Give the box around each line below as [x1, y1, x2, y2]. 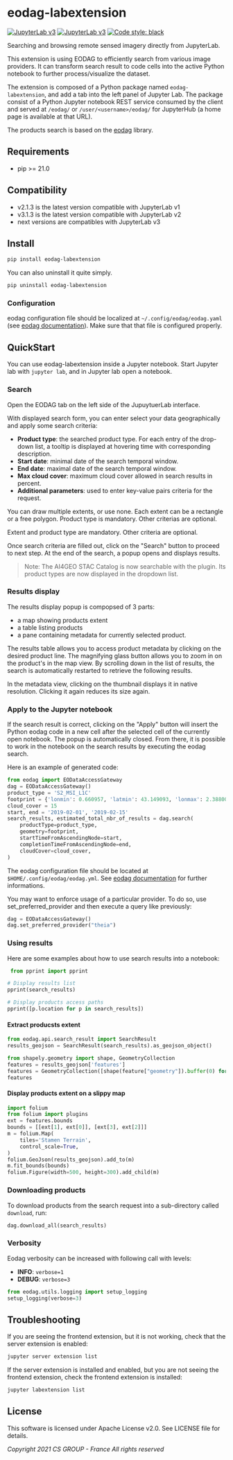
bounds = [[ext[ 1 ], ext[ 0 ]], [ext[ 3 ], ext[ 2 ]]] [7, 1124, 148, 1131]
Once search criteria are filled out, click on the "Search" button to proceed [7, 541, 220, 549]
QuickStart [7, 341, 55, 353]
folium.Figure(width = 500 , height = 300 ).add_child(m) [7, 1169, 159, 1176]
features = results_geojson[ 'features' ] [7, 1061, 126, 1068]
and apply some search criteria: [7, 421, 98, 429]
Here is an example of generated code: [7, 763, 119, 771]
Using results [7, 938, 53, 948]
